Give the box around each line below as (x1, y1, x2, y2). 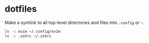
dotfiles (4, 3, 37, 15)
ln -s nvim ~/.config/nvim (4, 29, 61, 34)
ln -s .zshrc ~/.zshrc (4, 33, 52, 39)
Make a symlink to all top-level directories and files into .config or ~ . (4, 20, 145, 25)
